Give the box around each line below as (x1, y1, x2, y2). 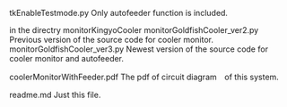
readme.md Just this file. (9, 89, 101, 100)
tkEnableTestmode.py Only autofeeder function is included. (9, 8, 229, 18)
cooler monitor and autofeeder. (9, 53, 124, 63)
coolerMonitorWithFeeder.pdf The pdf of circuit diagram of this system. (9, 71, 280, 82)
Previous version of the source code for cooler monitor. (9, 35, 213, 45)
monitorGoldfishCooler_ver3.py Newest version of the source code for (9, 44, 269, 54)
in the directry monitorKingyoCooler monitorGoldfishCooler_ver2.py (9, 25, 259, 35)
